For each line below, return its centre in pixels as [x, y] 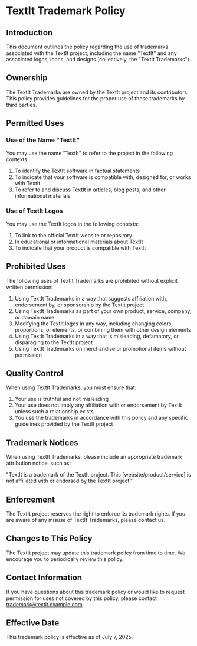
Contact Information [44, 578]
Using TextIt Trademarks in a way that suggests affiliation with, [91, 298]
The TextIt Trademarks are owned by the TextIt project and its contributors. [97, 92]
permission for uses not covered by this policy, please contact [82, 598]
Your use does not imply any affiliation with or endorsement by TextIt [98, 405]
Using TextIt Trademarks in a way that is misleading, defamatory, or [96, 336]
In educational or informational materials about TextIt [79, 242]
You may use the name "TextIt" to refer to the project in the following [90, 153]
